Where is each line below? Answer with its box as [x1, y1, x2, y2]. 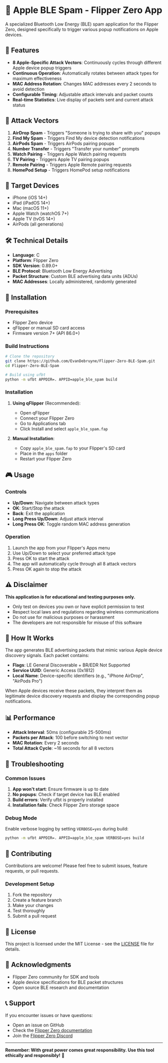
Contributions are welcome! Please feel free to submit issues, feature [5, 862, 147, 868]
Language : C [12, 252, 40, 258]
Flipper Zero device [12, 319, 53, 325]
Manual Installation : [12, 435, 55, 441]
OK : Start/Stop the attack [12, 505, 65, 511]
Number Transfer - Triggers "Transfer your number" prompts [12, 145, 139, 151]
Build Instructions [5, 342, 49, 349]
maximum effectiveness [12, 75, 62, 81]
